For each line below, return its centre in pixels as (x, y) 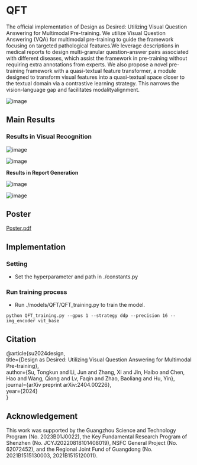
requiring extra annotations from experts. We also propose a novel (87, 64)
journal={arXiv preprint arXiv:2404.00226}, (59, 385)
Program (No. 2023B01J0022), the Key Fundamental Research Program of (97, 437)
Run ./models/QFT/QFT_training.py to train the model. (80, 305)
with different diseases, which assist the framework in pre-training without (97, 58)
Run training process (37, 292)
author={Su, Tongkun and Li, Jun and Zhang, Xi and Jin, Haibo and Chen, (96, 372)
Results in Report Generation (42, 172)
